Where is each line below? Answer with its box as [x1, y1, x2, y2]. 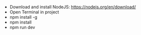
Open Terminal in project [9, 9, 59, 15]
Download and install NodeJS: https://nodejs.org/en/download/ [9, 4, 136, 10]
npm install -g [9, 14, 38, 20]
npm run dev [9, 24, 35, 30]
